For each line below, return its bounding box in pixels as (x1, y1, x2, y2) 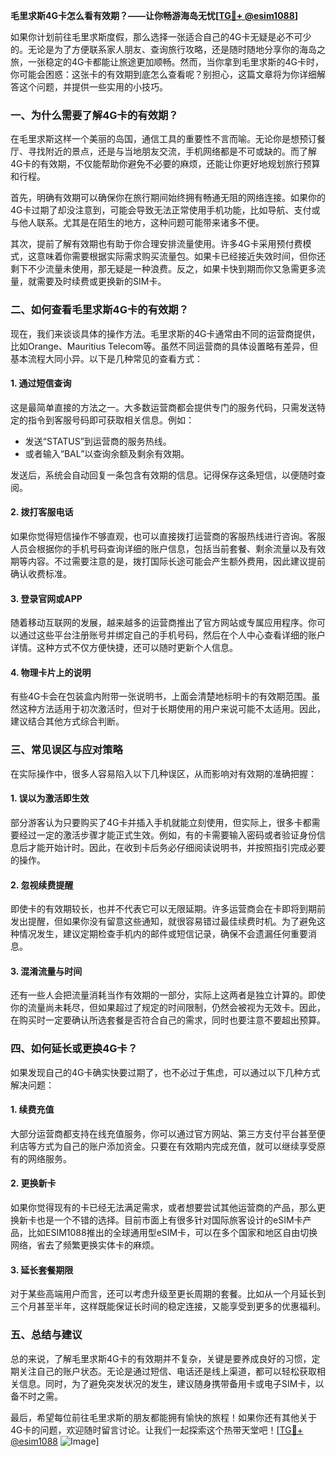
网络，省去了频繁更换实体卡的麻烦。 (10, 1239, 160, 1251)
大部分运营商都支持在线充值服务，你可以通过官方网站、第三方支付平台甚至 (10, 1127, 317, 1139)
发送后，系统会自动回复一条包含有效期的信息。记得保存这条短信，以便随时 (10, 469, 317, 481)
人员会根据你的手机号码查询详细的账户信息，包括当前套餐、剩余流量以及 (10, 543, 308, 554)
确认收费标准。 (10, 568, 72, 579)
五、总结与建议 (10, 1328, 83, 1342)
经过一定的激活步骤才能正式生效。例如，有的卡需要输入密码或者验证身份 (18, 829, 317, 841)
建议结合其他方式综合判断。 (10, 715, 125, 728)
